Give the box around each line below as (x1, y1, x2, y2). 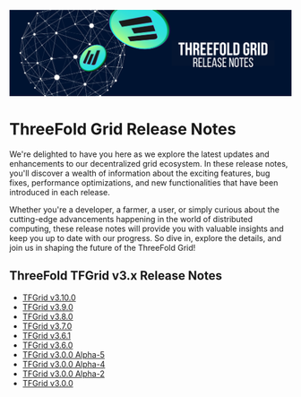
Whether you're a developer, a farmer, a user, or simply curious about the (9, 203, 280, 215)
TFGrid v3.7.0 (21, 320, 73, 332)
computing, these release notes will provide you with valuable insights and (9, 223, 284, 234)
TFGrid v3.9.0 (21, 301, 73, 312)
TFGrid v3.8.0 (21, 311, 73, 322)
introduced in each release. (9, 186, 110, 197)
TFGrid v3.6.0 (21, 340, 73, 350)
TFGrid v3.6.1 (21, 330, 72, 341)
